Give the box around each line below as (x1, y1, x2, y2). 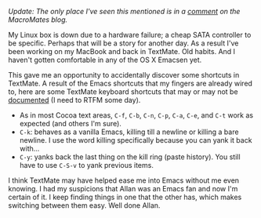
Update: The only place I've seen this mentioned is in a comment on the (8, 7, 241, 16)
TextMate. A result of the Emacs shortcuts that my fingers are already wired (8, 78, 253, 88)
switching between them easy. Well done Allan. (8, 201, 161, 210)
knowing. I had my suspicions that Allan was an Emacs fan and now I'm (8, 184, 238, 193)
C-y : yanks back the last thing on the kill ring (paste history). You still (19, 152, 241, 162)
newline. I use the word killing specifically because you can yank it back (19, 136, 252, 144)
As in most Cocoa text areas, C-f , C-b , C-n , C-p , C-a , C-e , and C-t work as (19, 111, 253, 120)
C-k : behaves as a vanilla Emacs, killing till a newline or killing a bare (19, 127, 239, 136)
